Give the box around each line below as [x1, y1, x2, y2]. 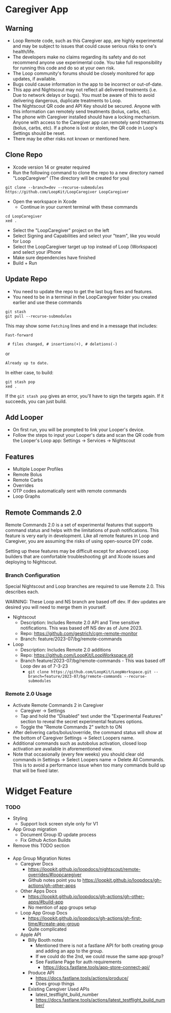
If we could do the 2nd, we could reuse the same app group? [35, 954, 164, 960]
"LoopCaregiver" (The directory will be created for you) [12, 175, 130, 181]
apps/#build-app [28, 899, 64, 905]
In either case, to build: [5, 369, 54, 375]
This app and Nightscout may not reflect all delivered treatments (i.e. [12, 87, 157, 93]
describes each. [5, 589, 39, 595]
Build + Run [12, 260, 37, 266]
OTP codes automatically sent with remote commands [12, 488, 127, 494]
